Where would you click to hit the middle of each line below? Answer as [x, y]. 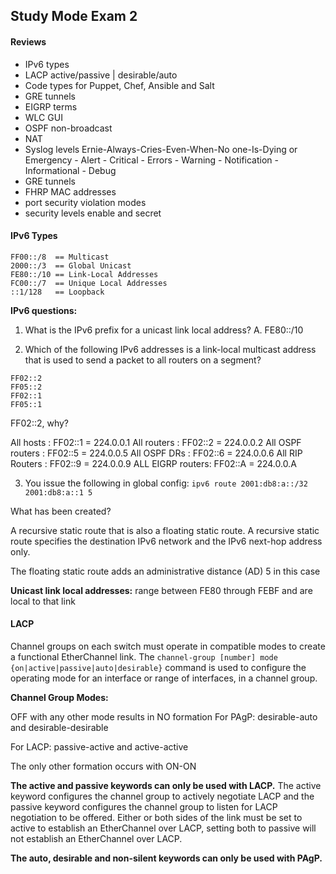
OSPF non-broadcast [68, 128]
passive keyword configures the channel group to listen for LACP [144, 807]
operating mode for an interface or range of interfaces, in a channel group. [164, 678]
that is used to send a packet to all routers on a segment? [143, 360]
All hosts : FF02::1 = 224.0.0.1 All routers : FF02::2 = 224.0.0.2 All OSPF [156, 442]
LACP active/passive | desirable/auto [101, 75]
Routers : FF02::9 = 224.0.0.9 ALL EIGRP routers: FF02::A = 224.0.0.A [153, 463]
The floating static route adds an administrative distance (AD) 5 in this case [165, 571]
